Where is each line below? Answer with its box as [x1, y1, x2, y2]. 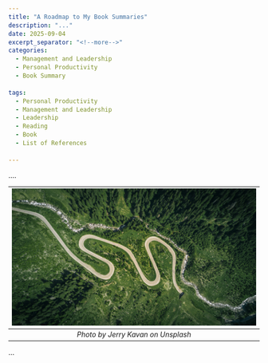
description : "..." [8, 21, 73, 30]
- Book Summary [15, 72, 66, 80]
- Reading [15, 122, 48, 131]
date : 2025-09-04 [8, 30, 66, 37]
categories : [8, 46, 48, 55]
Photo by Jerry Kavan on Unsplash [77, 329, 191, 339]
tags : [8, 89, 26, 97]
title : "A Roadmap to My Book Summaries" [8, 13, 148, 21]
